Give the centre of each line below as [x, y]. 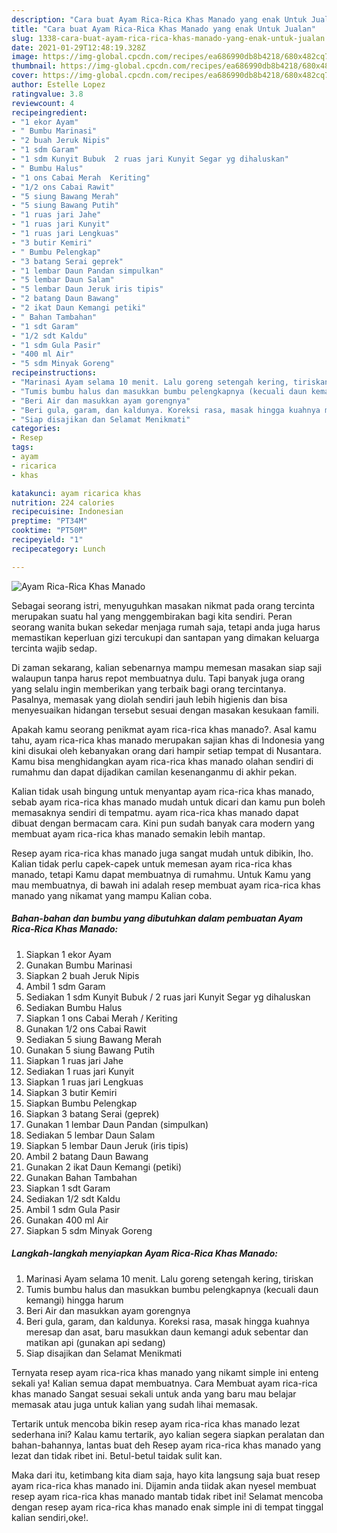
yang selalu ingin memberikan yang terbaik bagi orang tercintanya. [149, 688]
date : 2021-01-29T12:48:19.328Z [78, 47]
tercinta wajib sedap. [54, 648]
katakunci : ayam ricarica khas [76, 493]
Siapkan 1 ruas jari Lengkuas [84, 1082]
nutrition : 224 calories [63, 502]
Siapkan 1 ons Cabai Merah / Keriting [101, 1018]
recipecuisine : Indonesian [67, 512]
